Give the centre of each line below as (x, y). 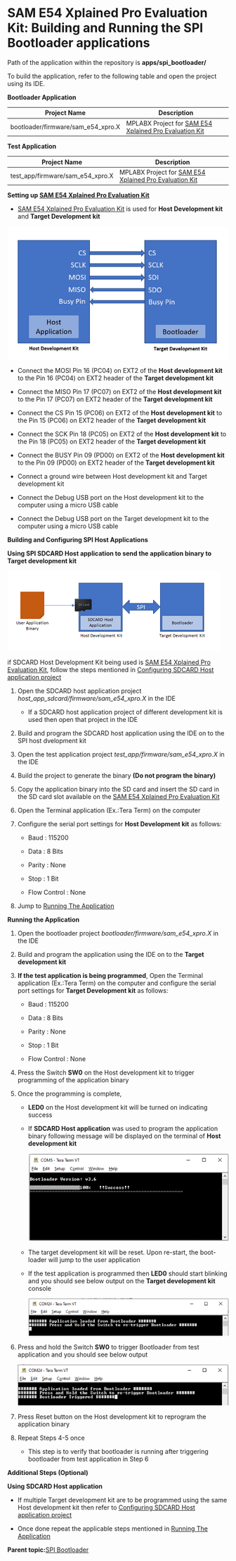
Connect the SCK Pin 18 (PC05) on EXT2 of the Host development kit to (122, 434)
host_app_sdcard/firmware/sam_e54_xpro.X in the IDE (96, 698)
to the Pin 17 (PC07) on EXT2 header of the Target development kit (115, 399)
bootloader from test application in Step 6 (88, 1459)
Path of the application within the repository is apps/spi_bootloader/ (107, 62)
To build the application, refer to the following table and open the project (112, 76)
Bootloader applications (79, 43)
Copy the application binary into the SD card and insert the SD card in (118, 789)
